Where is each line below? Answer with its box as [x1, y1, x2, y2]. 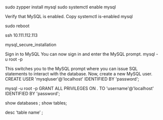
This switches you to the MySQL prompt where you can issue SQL [5, 66, 138, 71]
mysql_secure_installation [5, 42, 57, 48]
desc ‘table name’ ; [5, 109, 43, 115]
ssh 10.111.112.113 [5, 33, 38, 38]
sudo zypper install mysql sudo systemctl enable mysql [5, 4, 116, 10]
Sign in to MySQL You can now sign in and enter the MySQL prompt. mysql [5, 51, 155, 57]
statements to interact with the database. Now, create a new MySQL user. [5, 71, 152, 77]
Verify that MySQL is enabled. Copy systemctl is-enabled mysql [5, 14, 133, 19]
